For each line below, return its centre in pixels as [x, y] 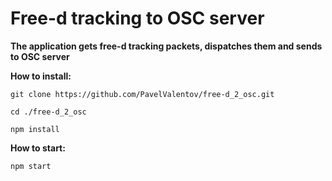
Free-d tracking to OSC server [137, 18]
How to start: [38, 148]
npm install [35, 129]
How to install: [41, 76]
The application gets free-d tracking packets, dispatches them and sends [166, 46]
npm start [31, 166]
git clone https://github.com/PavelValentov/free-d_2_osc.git [142, 94]
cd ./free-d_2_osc [48, 112]
